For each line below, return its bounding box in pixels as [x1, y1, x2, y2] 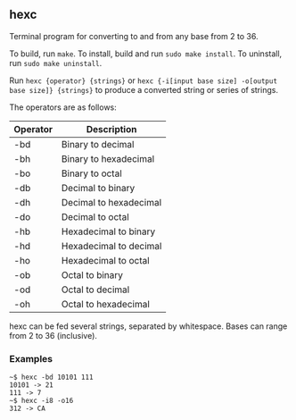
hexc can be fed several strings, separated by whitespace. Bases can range [9, 321, 288, 332]
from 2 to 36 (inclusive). [9, 330, 98, 340]
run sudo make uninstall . [9, 57, 103, 68]
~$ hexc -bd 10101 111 [9, 373, 94, 382]
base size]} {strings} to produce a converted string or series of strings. [9, 84, 279, 95]
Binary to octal [61, 167, 122, 180]
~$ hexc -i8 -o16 [9, 397, 74, 406]
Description [86, 122, 137, 135]
